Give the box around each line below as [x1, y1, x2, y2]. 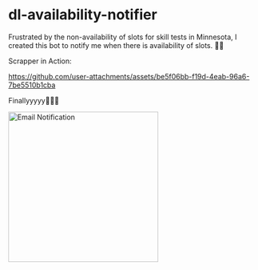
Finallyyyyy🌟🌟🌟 [8, 95, 60, 105]
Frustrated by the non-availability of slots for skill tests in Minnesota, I [8, 32, 237, 42]
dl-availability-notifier [8, 6, 157, 24]
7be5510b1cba [8, 80, 56, 90]
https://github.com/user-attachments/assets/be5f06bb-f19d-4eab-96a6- [8, 71, 250, 81]
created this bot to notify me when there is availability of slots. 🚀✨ [8, 40, 224, 50]
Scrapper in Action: [8, 56, 72, 66]
